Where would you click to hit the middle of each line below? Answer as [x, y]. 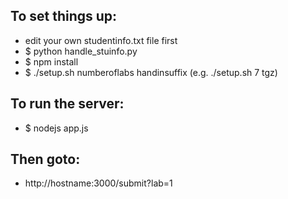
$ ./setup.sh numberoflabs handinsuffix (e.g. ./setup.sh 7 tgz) [151, 72]
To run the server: [67, 104]
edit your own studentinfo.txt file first [101, 40]
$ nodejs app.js [56, 128]
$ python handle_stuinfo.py [81, 51]
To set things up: [64, 16]
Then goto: [45, 159]
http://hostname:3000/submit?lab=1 [98, 183]
